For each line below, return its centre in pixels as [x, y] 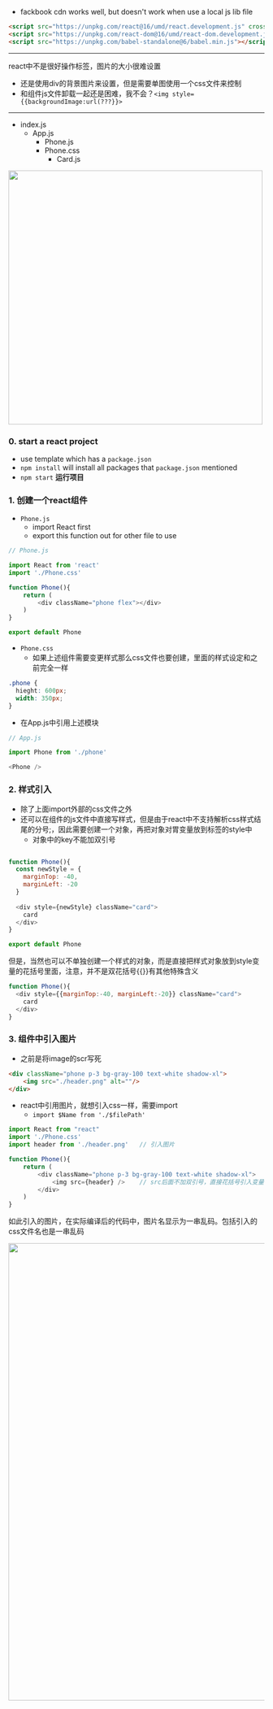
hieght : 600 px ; [41, 690]
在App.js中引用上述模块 [59, 722]
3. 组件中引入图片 [43, 1039]
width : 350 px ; [39, 698]
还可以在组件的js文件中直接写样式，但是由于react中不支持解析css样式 [137, 819]
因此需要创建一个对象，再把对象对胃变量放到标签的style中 [155, 829]
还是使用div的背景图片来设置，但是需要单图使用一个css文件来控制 [131, 83]
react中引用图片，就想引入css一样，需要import [99, 1106]
